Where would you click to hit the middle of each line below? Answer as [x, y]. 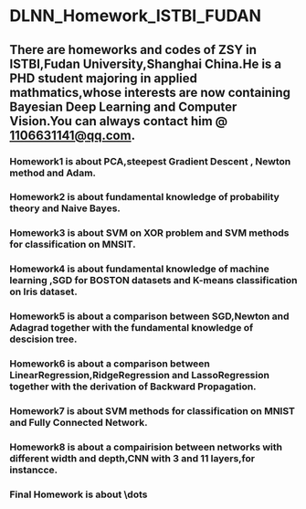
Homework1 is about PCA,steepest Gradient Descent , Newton [150, 161]
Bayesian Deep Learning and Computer [123, 106]
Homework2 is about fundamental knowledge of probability [145, 197]
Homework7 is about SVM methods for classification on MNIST [152, 411]
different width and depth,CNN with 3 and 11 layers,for [132, 458]
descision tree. [43, 339]
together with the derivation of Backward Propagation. [133, 387]
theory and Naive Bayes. [65, 208]
